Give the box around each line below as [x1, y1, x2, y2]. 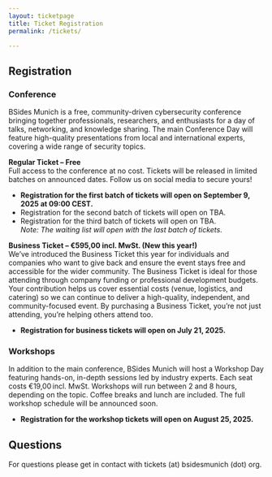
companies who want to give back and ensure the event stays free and [8, 258, 246, 268]
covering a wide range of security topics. [8, 141, 146, 151]
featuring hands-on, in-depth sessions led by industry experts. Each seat [8, 373, 253, 383]
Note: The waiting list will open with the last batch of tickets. [19, 225, 223, 235]
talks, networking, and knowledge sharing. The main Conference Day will [8, 124, 253, 134]
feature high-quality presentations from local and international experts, [8, 133, 245, 143]
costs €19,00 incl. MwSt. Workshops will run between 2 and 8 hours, [8, 381, 238, 391]
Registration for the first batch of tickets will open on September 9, [19, 190, 250, 200]
